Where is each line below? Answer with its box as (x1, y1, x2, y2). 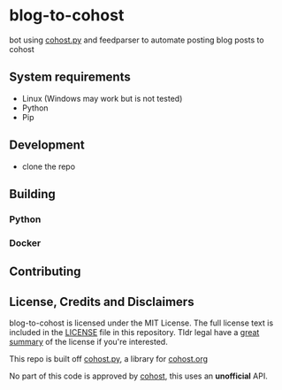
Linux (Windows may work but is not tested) (21, 93, 183, 103)
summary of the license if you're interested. (9, 337, 168, 347)
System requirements (9, 70, 131, 85)
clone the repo (21, 161, 76, 172)
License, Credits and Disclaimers (9, 294, 194, 310)
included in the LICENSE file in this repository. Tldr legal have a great (9, 327, 260, 337)
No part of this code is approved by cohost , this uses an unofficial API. (9, 371, 268, 381)
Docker (9, 236, 42, 249)
